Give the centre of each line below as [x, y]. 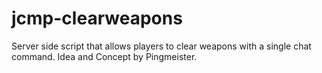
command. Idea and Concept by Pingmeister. [104, 56]
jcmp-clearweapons [97, 18]
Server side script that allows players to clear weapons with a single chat [161, 46]
